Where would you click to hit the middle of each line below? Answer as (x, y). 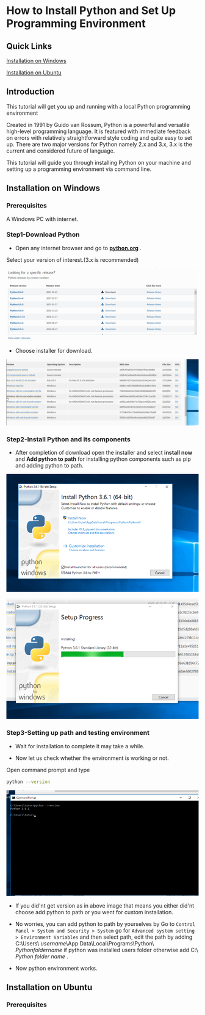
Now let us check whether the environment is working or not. (92, 758)
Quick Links (29, 46)
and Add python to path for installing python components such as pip (103, 459)
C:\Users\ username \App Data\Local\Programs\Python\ (85, 943)
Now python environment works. (56, 968)
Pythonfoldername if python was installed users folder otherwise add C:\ (106, 950)
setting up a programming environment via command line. (79, 169)
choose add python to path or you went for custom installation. (94, 912)
